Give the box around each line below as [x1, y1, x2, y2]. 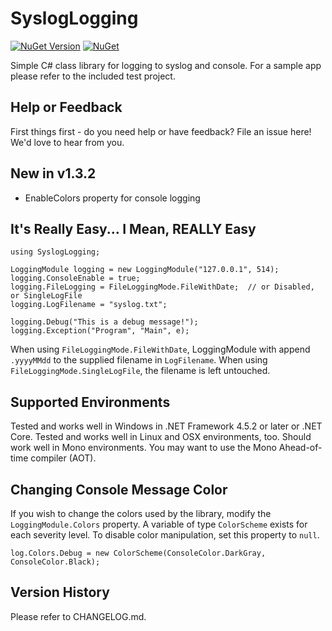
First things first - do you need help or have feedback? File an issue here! [10, 125, 312, 137]
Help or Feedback [10, 99, 123, 116]
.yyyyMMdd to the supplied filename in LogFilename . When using [10, 354, 268, 366]
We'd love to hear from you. [10, 136, 125, 148]
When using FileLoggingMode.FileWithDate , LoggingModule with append [10, 343, 311, 356]
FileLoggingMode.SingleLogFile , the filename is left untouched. [10, 365, 271, 377]
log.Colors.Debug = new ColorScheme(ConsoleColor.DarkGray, [10, 548, 267, 558]
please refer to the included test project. [10, 70, 176, 82]
